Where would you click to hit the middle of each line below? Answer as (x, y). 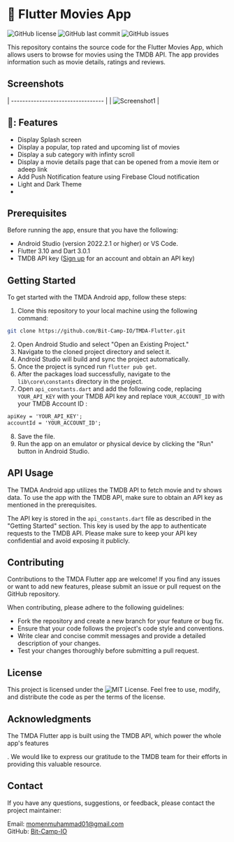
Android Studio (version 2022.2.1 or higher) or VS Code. (97, 244)
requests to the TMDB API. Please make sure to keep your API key (102, 533)
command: (33, 318)
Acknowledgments (50, 719)
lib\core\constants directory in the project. (80, 382)
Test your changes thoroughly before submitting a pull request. (108, 651)
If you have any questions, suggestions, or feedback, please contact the (111, 803)
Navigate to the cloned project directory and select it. (94, 352)
